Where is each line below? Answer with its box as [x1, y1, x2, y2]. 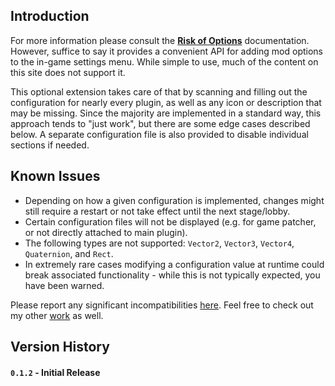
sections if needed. [10, 139, 90, 151]
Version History [10, 339, 110, 356]
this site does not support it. [10, 66, 126, 78]
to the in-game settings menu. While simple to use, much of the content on [10, 55, 319, 68]
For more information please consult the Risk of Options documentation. [10, 34, 310, 46]
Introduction [10, 8, 90, 25]
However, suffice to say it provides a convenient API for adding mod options [10, 45, 323, 57]
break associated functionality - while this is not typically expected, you [24, 269, 321, 281]
